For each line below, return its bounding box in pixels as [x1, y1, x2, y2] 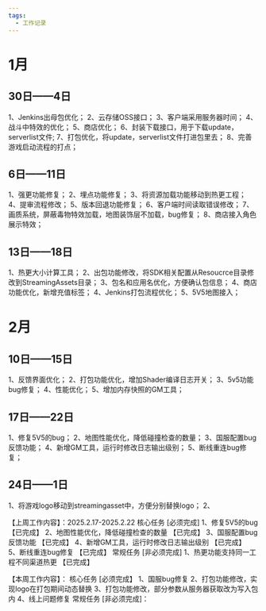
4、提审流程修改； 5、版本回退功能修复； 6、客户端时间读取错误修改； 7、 [8, 200, 254, 209]
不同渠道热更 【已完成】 [14, 557, 94, 567]
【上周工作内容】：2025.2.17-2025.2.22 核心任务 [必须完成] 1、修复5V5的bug [8, 517, 258, 527]
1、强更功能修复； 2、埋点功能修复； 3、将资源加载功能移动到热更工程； [8, 190, 246, 199]
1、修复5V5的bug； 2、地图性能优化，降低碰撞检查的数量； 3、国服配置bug [8, 432, 256, 442]
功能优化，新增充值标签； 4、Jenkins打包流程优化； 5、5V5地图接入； [8, 287, 241, 298]
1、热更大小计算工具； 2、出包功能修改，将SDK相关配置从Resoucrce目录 [8, 267, 248, 278]
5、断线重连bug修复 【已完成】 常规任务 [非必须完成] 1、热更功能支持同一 [8, 547, 250, 556]
